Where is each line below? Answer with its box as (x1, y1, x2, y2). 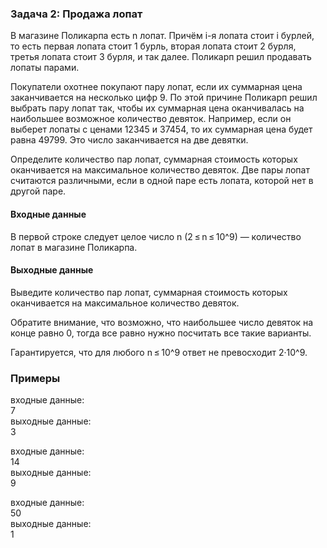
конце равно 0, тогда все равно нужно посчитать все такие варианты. (10, 327, 312, 339)
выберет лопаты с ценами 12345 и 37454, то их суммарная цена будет (10, 123, 313, 136)
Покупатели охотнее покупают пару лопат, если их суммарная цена (10, 81, 303, 93)
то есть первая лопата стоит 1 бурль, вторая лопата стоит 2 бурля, (10, 40, 297, 52)
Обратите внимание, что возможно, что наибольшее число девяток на (10, 316, 314, 328)
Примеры (10, 371, 61, 385)
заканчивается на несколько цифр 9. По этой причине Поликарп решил (10, 92, 318, 104)
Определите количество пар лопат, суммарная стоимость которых (10, 153, 298, 166)
